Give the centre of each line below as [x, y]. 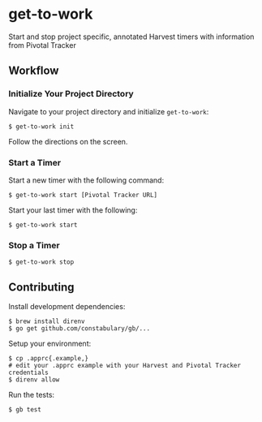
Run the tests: [32, 395]
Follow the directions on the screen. [68, 141]
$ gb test [25, 410]
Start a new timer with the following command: [86, 180]
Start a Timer [35, 162]
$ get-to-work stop [41, 262]
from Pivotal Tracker [43, 45]
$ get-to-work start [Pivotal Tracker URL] [83, 195]
